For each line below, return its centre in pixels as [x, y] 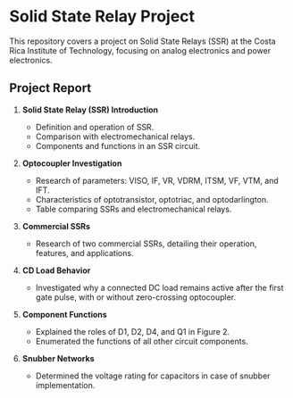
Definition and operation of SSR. [95, 127]
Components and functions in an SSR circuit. [118, 145]
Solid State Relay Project [102, 17]
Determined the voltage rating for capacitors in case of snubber [153, 376]
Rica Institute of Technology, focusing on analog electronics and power [140, 50]
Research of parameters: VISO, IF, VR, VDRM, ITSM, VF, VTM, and [157, 180]
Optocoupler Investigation [72, 163]
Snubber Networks [58, 358]
